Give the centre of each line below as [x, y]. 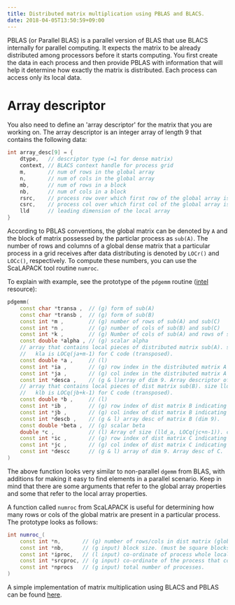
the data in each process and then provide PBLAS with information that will [115, 62]
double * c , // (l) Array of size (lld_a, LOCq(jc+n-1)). [122, 432]
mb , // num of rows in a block [73, 185]
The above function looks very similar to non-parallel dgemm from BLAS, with [116, 471]
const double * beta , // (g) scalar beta [83, 425]
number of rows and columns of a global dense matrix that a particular [109, 246]
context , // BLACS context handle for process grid [97, 166]
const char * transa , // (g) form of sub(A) [87, 308]
